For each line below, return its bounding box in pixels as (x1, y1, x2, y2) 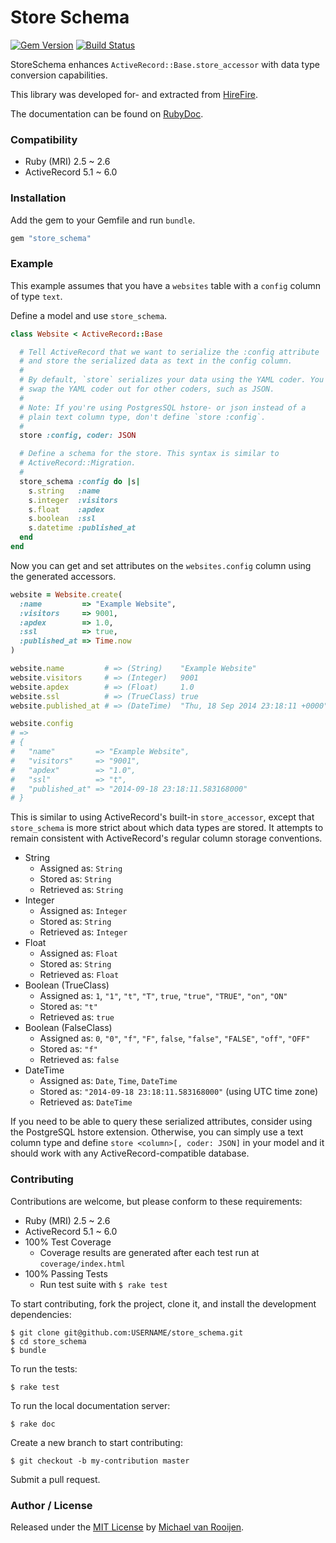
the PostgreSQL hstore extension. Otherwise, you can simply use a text (10, 1126, 304, 1138)
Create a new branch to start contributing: (10, 1436, 183, 1448)
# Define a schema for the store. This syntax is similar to (19, 449, 280, 459)
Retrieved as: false (39, 1054, 120, 1066)
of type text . (10, 290, 63, 302)
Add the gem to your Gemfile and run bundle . (10, 214, 196, 226)
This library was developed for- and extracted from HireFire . (10, 88, 258, 100)
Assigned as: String (39, 862, 123, 875)
